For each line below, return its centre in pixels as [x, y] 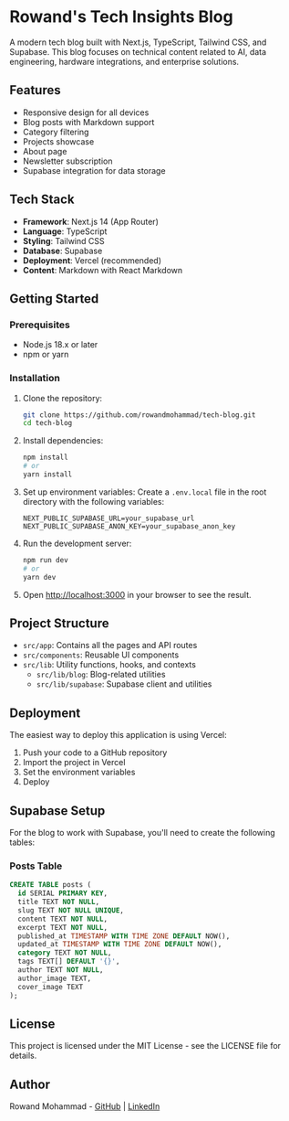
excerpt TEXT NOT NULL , [62, 927]
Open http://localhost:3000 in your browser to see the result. [137, 594]
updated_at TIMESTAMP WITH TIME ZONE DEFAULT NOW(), [120, 945]
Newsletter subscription [67, 161]
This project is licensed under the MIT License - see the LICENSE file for [145, 1046]
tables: [22, 842]
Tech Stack [42, 200]
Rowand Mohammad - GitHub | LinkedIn [85, 1106]
